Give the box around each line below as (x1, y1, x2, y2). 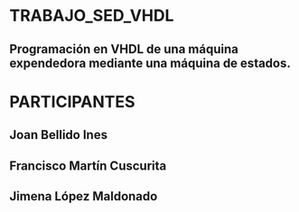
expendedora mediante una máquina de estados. (9, 55, 292, 70)
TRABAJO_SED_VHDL (9, 5, 174, 26)
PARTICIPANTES (9, 91, 135, 112)
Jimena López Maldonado (9, 189, 158, 204)
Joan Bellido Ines (9, 127, 108, 143)
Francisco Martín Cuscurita (9, 158, 167, 173)
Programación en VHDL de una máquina (9, 41, 239, 57)
